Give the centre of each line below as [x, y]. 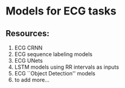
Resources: [27, 33]
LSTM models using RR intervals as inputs [66, 67]
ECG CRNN [28, 48]
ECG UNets [28, 61]
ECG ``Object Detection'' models [55, 73]
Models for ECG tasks [61, 11]
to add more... [32, 80]
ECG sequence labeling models [53, 54]
